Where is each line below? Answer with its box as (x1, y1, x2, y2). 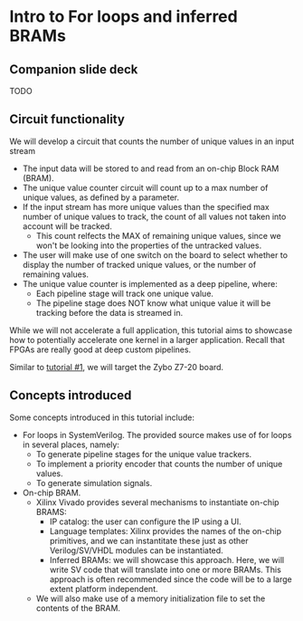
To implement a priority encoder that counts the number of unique (35, 458, 283, 469)
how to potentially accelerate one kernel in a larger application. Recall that (9, 334, 285, 345)
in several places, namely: (22, 439, 120, 450)
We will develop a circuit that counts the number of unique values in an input (9, 136, 295, 147)
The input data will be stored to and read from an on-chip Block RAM (22, 163, 279, 174)
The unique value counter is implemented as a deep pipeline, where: (22, 278, 279, 289)
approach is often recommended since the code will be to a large (49, 573, 292, 585)
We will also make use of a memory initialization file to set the (35, 593, 266, 604)
